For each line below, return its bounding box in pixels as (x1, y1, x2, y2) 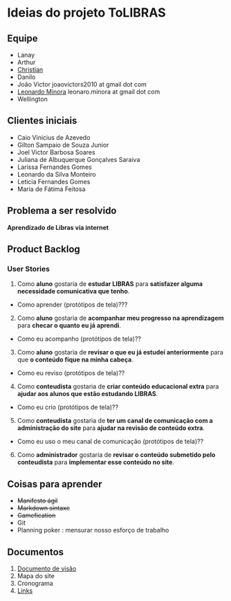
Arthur (17, 58, 36, 66)
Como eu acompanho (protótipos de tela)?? (17, 334, 142, 343)
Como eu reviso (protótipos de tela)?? (17, 369, 125, 377)
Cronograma (17, 579, 53, 587)
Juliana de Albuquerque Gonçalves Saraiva (17, 155, 140, 163)
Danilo (17, 73, 36, 81)
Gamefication (17, 511, 56, 520)
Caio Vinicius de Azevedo (17, 133, 91, 141)
